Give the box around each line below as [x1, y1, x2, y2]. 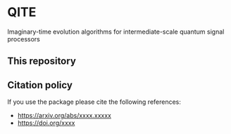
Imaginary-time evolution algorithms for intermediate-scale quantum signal [7, 27, 225, 36]
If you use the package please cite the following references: [7, 98, 182, 106]
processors [7, 34, 40, 43]
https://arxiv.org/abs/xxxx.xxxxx [17, 112, 111, 120]
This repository [7, 55, 76, 67]
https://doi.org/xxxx [17, 119, 75, 127]
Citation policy [7, 79, 73, 91]
